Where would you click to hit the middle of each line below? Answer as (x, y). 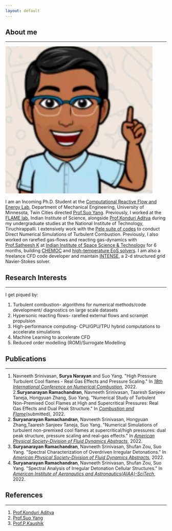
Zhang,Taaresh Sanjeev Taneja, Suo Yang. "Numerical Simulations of (85, 425)
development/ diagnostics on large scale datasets (65, 310)
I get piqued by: (22, 295)
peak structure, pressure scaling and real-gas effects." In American (84, 436)
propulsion (24, 321)
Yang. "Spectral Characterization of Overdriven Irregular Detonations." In (89, 452)
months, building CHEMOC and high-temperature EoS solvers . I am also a (83, 251)
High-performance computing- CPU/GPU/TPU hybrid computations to (86, 326)
